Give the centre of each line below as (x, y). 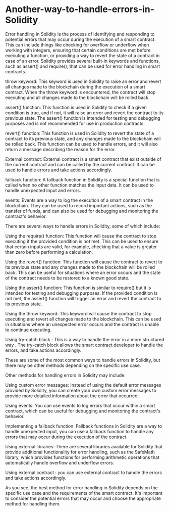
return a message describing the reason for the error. (61, 149)
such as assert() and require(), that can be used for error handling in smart (83, 66)
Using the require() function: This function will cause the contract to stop (81, 236)
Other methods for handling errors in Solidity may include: (66, 375)
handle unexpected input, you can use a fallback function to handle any (79, 431)
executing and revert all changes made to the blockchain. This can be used (83, 319)
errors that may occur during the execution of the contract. (66, 437)
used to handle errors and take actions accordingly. (59, 170)
